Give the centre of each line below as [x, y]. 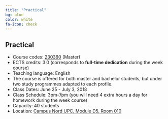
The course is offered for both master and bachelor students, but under [87, 79]
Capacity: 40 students [36, 106]
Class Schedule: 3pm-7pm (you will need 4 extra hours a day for [80, 95]
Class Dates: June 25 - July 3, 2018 [50, 90]
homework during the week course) [50, 100]
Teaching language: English [42, 73]
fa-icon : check [21, 24]
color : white [19, 19]
